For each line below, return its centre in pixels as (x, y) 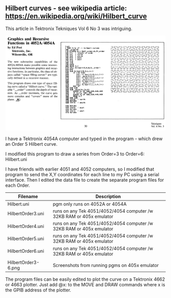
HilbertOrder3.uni (26, 214)
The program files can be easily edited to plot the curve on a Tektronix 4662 (85, 279)
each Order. (18, 185)
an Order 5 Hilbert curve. (31, 144)
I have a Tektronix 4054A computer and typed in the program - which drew (84, 139)
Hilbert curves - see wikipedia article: (66, 8)
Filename (28, 196)
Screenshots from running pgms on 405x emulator (106, 265)
